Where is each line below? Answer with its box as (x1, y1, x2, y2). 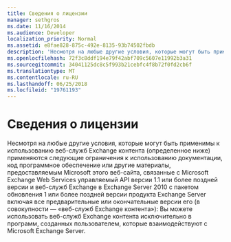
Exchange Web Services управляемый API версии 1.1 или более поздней (7, 176, 218, 184)
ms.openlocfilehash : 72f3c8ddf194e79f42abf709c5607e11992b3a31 (7, 55, 192, 62)
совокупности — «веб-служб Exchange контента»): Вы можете (7, 205, 193, 213)
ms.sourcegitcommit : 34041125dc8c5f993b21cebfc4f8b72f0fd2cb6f (7, 61, 192, 68)
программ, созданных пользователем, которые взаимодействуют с (7, 219, 208, 228)
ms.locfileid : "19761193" (7, 87, 81, 93)
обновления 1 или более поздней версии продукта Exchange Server (7, 190, 206, 199)
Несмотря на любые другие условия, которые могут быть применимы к (7, 139, 220, 148)
